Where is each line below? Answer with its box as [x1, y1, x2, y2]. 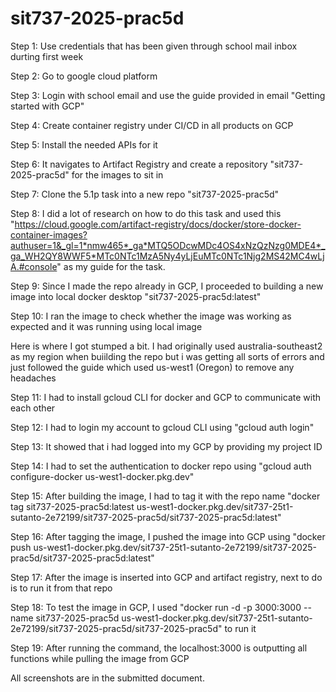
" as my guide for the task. [56, 260, 166, 272]
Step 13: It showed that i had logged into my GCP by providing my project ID [10, 440, 323, 452]
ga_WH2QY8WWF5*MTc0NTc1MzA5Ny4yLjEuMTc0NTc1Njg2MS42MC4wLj [10, 250, 325, 262]
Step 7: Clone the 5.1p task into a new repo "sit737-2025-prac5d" [10, 188, 280, 200]
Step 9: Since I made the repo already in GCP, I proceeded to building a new [10, 280, 324, 292]
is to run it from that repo [10, 582, 113, 594]
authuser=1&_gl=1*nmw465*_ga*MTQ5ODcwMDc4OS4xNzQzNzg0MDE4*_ [10, 239, 326, 251]
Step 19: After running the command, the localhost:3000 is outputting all [10, 642, 308, 654]
